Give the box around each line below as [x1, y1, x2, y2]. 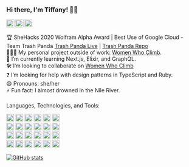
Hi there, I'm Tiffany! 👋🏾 [6, 5, 78, 14]
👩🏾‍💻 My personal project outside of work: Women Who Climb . [6, 49, 162, 56]
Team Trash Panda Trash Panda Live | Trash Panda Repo [6, 43, 149, 50]
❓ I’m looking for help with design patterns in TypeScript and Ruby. [6, 71, 173, 78]
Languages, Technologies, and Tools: [6, 102, 100, 109]
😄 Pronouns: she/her [6, 80, 60, 87]
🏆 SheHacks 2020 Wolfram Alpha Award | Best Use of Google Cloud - [6, 33, 184, 41]
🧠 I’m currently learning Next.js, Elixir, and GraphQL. [6, 55, 137, 63]
